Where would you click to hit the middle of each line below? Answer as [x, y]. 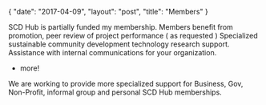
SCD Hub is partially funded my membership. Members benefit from [121, 27]
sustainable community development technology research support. [119, 44]
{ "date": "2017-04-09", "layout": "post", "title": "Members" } [108, 12]
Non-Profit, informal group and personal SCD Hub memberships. [115, 92]
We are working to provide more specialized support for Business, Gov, [126, 84]
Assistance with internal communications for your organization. [113, 52]
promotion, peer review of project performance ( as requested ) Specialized [133, 36]
